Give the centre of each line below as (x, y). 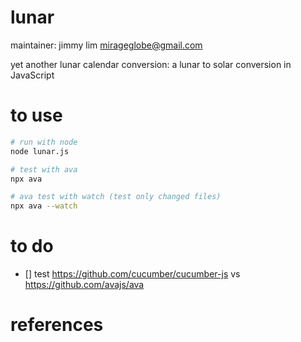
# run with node (44, 142)
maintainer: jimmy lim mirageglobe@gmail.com (106, 45)
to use (36, 115)
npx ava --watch (44, 206)
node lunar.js (40, 151)
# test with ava (44, 169)
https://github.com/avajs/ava (84, 285)
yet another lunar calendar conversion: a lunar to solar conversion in (151, 64)
